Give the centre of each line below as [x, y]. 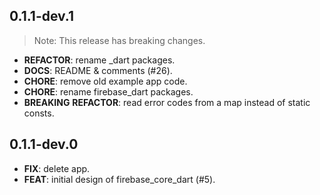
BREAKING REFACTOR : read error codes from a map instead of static [167, 102]
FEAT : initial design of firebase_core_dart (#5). [119, 179]
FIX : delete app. [57, 168]
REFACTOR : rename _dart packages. [99, 60]
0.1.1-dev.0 [44, 144]
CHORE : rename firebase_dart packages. [108, 91]
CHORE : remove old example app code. [105, 81]
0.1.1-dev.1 [42, 16]
